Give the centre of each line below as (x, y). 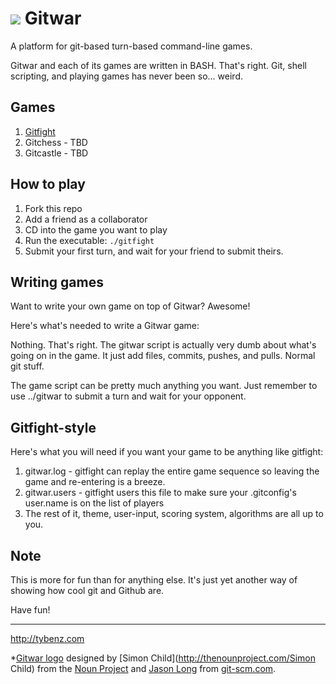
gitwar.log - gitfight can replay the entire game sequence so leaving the (172, 471)
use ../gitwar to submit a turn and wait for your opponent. (128, 396)
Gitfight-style (53, 427)
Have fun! (30, 610)
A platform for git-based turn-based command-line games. (131, 46)
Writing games (57, 282)
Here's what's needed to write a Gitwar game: (105, 326)
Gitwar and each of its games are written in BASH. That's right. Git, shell (158, 65)
